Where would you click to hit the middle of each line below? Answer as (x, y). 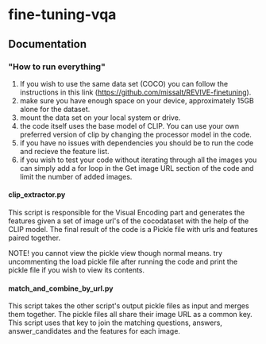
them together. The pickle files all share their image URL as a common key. (130, 315)
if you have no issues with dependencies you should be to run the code (137, 143)
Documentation (48, 44)
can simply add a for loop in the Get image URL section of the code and (137, 168)
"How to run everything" (57, 67)
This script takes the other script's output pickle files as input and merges (129, 306)
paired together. (35, 238)
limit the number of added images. (76, 176)
